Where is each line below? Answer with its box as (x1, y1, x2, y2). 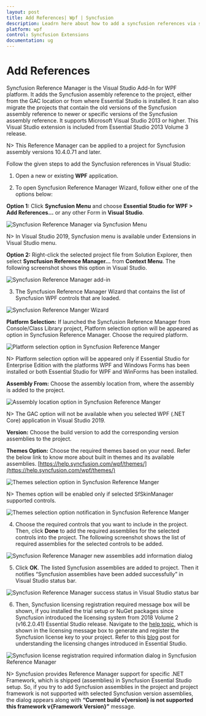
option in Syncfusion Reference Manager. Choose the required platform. (6, 331, 189, 338)
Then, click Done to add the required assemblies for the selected (15, 527, 180, 534)
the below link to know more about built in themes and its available (6, 453, 175, 461)
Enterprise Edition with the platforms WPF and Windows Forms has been (6, 361, 190, 369)
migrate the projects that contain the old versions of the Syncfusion (6, 104, 177, 111)
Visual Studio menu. (6, 239, 57, 246)
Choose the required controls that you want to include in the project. (15, 520, 188, 528)
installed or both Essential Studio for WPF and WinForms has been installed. (6, 368, 198, 375)
